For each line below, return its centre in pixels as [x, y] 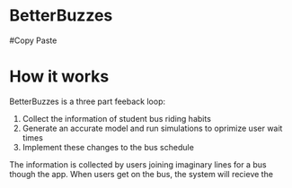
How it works [59, 77]
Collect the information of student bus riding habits [116, 118]
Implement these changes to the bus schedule [108, 147]
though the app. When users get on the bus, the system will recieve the [142, 174]
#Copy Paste [33, 40]
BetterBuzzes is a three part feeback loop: [88, 101]
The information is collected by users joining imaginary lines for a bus [138, 164]
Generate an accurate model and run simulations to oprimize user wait [152, 128]
